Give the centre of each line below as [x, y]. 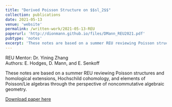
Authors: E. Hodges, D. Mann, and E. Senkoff [52, 63]
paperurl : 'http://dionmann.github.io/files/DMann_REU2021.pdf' [75, 34]
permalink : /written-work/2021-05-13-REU [50, 29]
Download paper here [28, 99]
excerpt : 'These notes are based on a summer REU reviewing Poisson [80, 43]
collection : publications [33, 15]
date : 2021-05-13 [24, 19]
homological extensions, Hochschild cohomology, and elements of [76, 78]
